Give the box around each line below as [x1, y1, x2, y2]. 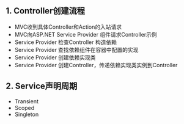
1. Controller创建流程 [6, 5, 85, 16]
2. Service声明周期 [6, 81, 78, 92]
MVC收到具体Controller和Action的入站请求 [14, 23, 122, 31]
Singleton [14, 111, 39, 118]
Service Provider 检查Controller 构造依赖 [14, 38, 117, 46]
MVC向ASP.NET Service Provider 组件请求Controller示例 [14, 31, 157, 38]
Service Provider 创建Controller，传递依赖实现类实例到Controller [14, 61, 178, 68]
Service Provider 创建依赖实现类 [14, 54, 96, 61]
